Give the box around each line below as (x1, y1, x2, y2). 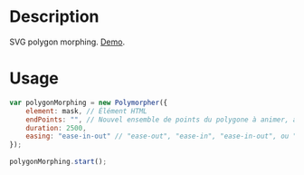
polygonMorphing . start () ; (9, 157, 107, 166)
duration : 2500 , (25, 123, 88, 132)
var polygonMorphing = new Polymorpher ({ (9, 98, 168, 107)
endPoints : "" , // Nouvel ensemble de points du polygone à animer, (25, 115, 290, 124)
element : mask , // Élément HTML (25, 106, 147, 115)
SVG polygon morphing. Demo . (9, 36, 125, 47)
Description (9, 6, 100, 27)
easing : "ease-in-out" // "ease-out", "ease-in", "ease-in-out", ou (25, 131, 290, 141)
